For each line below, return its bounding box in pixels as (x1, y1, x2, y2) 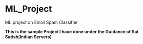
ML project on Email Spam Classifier (5, 19, 78, 25)
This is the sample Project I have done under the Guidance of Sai (5, 29, 139, 34)
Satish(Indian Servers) (5, 34, 52, 40)
